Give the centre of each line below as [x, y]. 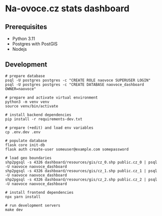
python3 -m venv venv [27, 102]
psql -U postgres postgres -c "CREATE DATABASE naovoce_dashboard [75, 84]
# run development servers [33, 205]
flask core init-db [25, 145]
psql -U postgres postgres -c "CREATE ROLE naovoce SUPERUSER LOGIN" [78, 80]
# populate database [26, 141]
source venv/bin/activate [32, 106]
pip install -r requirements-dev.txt [44, 119]
